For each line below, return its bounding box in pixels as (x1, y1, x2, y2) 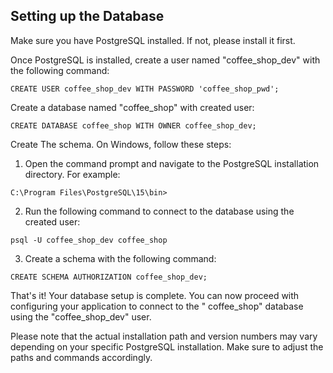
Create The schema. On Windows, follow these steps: (10, 138, 232, 150)
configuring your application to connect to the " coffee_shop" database (10, 300, 304, 312)
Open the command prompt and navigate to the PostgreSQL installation (24, 157, 320, 169)
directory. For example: (24, 168, 121, 180)
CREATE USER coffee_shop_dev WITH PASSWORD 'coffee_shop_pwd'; (10, 84, 280, 94)
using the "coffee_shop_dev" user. (10, 310, 152, 323)
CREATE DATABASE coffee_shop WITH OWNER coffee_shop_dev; (10, 120, 257, 131)
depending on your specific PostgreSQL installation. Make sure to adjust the (10, 340, 324, 353)
